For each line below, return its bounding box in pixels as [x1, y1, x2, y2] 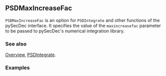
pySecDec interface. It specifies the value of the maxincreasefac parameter [5, 22, 161, 28]
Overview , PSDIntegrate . [5, 52, 57, 58]
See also [5, 40, 27, 47]
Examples [5, 64, 30, 71]
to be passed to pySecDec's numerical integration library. [5, 27, 125, 34]
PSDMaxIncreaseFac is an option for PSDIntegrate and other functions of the [5, 17, 160, 23]
